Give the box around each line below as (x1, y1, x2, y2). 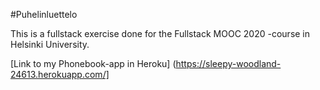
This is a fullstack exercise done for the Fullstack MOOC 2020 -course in (10, 28, 311, 39)
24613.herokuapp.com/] (10, 69, 110, 80)
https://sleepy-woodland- (175, 58, 282, 69)
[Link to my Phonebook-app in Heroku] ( (10, 58, 177, 69)
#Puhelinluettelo (10, 9, 78, 20)
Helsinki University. (10, 39, 90, 50)
